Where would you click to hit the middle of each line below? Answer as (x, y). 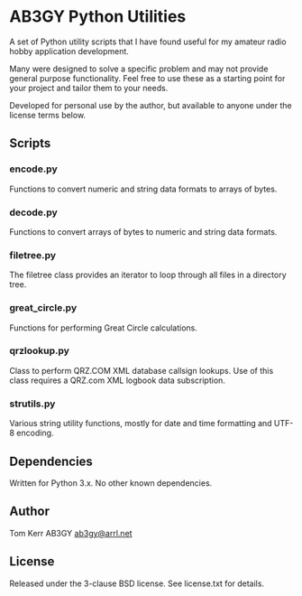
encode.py (33, 169)
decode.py (34, 212)
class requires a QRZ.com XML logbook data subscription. (117, 380)
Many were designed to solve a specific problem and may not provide (139, 69)
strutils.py (32, 404)
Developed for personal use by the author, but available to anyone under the (151, 105)
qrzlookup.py (40, 351)
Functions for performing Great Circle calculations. (104, 328)
